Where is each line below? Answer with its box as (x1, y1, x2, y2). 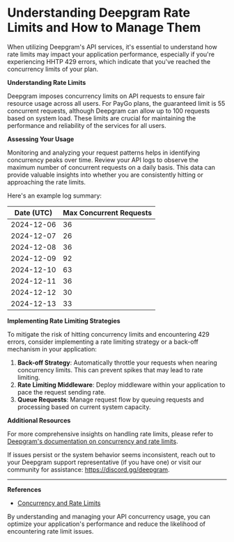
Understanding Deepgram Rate (7, 5, 190, 21)
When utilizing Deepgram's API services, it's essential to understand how (7, 42, 217, 51)
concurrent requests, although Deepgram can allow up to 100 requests (7, 106, 210, 115)
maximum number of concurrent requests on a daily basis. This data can (7, 163, 216, 171)
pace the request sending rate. (17, 388, 106, 396)
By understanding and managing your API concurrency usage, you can (7, 512, 211, 520)
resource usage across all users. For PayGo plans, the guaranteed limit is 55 (7, 99, 226, 107)
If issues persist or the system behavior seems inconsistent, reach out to (7, 450, 216, 459)
